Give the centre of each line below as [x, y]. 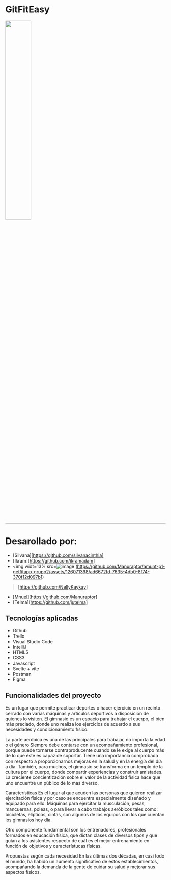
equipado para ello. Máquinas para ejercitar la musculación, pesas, [76, 803]
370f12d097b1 [27, 577]
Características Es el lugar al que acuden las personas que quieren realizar [84, 793]
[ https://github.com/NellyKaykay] [53, 587]
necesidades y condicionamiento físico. [47, 729]
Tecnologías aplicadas [42, 618]
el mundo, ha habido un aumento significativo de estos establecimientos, [82, 861]
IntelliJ [20, 647]
